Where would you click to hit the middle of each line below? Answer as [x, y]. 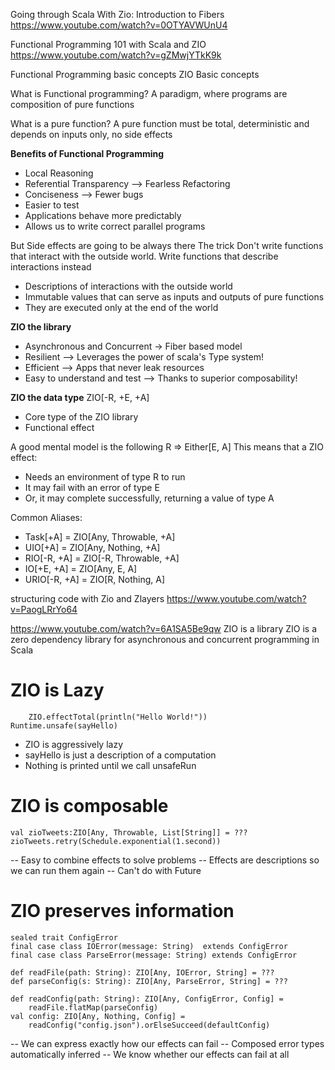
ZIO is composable [89, 806]
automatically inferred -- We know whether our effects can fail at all [150, 1054]
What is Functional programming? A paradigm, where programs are [149, 93]
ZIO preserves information [122, 911]
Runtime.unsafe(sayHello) [64, 725]
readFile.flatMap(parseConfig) [93, 1007]
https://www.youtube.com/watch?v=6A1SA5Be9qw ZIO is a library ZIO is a [164, 628]
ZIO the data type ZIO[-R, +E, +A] [80, 397]
